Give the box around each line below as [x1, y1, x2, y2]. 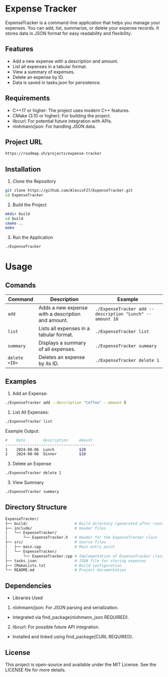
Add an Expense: [12, 391, 48, 396]
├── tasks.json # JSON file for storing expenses [5, 558, 146, 563]
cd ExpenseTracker [5, 193, 43, 198]
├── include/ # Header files [5, 526, 106, 531]
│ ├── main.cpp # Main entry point [5, 545, 115, 550]
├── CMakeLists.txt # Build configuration [5, 563, 122, 568]
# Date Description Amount [5, 437, 93, 443]
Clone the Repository [12, 179, 56, 185]
